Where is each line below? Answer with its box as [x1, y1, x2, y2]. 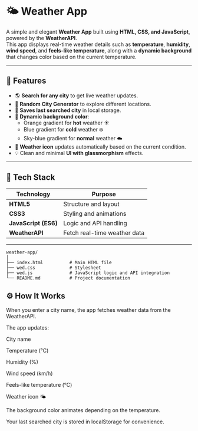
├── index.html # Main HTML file [6, 259, 112, 265]
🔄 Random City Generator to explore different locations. [14, 100, 151, 107]
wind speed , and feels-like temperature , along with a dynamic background [6, 47, 192, 54]
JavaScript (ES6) [9, 219, 58, 227]
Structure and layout [63, 200, 120, 208]
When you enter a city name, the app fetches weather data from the [6, 307, 171, 314]
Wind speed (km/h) [6, 370, 53, 377]
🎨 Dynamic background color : [14, 113, 90, 120]
